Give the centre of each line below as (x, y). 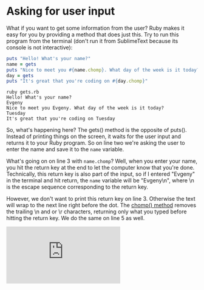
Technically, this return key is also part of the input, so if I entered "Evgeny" (101, 174)
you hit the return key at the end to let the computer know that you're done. (100, 168)
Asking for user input (61, 11)
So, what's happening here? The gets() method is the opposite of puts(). (97, 130)
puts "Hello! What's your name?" (49, 58)
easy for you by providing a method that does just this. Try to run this (93, 34)
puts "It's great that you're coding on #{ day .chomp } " (77, 81)
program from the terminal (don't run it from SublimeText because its (92, 41)
